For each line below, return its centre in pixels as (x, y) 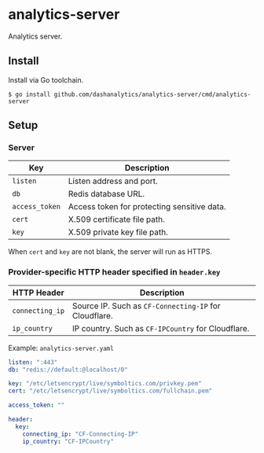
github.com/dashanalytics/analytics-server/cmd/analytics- (152, 94)
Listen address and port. (113, 181)
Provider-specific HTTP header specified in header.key (114, 272)
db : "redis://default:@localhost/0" (68, 370)
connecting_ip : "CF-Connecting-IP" (81, 434)
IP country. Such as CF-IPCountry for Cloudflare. (161, 328)
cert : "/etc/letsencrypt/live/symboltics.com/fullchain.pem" (110, 391)
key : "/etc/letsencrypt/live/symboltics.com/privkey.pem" (105, 384)
